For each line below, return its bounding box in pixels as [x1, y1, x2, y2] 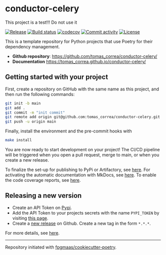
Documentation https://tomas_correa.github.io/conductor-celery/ [12, 58, 146, 64]
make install [5, 138, 32, 143]
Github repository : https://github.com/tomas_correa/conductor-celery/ [12, 53, 158, 59]
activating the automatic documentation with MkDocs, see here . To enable [5, 172, 157, 178]
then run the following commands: [5, 91, 75, 97]
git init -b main [5, 101, 41, 106]
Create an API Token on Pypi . [12, 205, 72, 211]
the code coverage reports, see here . [5, 177, 81, 183]
